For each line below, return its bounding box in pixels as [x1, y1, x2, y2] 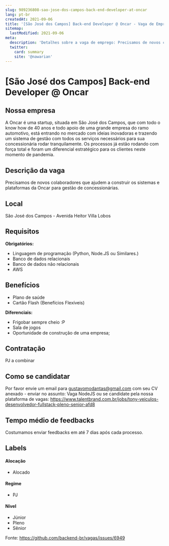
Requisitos [5, 227, 39, 236]
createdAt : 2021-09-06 [5, 17, 53, 22]
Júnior [12, 514, 26, 520]
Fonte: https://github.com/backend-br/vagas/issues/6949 [5, 535, 125, 541]
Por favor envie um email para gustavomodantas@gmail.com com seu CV [5, 385, 158, 392]
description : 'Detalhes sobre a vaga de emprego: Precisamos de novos [10, 40, 161, 45]
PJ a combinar [5, 358, 35, 364]
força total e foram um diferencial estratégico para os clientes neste [5, 146, 146, 152]
